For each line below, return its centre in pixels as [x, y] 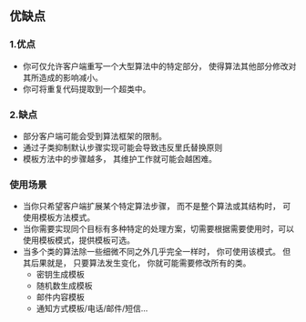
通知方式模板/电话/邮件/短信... [92, 308]
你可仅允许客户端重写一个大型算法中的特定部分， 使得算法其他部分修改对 [159, 65]
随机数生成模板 [64, 286]
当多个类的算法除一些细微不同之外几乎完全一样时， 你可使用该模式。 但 [157, 252]
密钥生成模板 [60, 275]
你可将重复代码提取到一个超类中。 [87, 88]
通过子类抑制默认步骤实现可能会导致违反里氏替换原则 [122, 147]
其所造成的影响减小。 [62, 77]
